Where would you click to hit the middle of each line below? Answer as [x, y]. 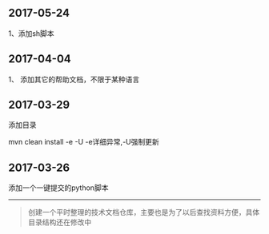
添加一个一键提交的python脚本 [58, 188]
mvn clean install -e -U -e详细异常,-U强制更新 [84, 142]
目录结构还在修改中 [60, 222]
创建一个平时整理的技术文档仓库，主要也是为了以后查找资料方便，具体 [144, 212]
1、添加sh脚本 [31, 33]
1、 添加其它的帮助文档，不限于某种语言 [74, 79]
